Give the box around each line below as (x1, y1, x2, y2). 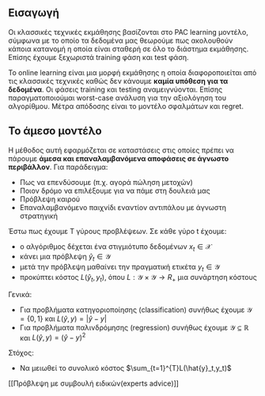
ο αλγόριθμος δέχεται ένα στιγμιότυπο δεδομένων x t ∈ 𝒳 (19, 241, 212, 253)
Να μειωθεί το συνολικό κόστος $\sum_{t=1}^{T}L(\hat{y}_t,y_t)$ (19, 364, 232, 373)
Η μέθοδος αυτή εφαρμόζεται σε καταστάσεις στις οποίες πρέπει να (8, 145, 235, 155)
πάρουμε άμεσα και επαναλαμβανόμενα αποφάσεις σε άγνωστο (8, 153, 229, 163)
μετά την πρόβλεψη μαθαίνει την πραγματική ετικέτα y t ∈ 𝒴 (19, 262, 220, 273)
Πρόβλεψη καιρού (19, 194, 81, 204)
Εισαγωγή (8, 6, 59, 20)
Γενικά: (8, 289, 32, 299)
